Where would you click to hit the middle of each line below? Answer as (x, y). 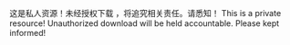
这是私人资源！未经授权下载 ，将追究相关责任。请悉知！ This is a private (145, 13)
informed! (28, 33)
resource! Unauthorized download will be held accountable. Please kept (145, 23)
